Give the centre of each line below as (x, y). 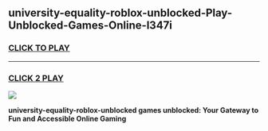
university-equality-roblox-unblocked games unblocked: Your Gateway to (134, 110)
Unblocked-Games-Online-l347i (91, 26)
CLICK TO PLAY (39, 48)
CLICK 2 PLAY (36, 78)
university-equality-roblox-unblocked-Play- (120, 13)
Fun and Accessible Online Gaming (67, 118)
